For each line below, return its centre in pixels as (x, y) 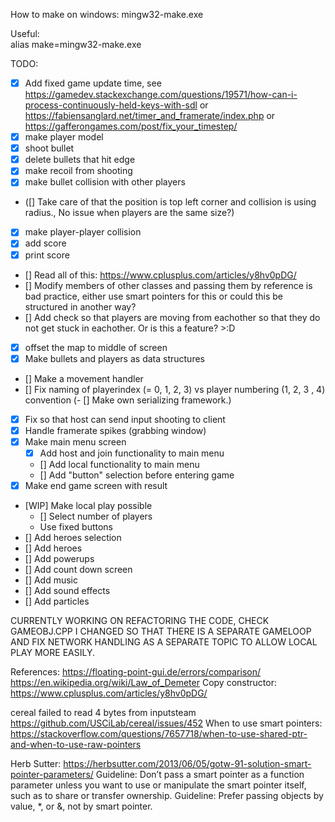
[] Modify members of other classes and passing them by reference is (168, 285)
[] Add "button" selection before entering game (137, 475)
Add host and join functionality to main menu (132, 453)
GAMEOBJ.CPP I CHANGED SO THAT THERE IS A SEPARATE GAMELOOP (161, 631)
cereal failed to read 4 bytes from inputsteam (103, 712)
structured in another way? (80, 306)
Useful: (25, 33)
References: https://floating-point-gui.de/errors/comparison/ (136, 672)
